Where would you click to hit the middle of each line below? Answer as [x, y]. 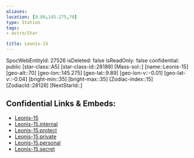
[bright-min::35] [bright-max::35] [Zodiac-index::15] [91, 79]
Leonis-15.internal [36, 124]
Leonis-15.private [35, 136]
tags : [13, 28]
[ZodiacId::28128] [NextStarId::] [45, 85]
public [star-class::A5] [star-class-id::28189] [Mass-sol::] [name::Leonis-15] [97, 67]
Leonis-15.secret [35, 149]
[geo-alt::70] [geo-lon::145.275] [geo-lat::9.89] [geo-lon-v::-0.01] [84, 73]
